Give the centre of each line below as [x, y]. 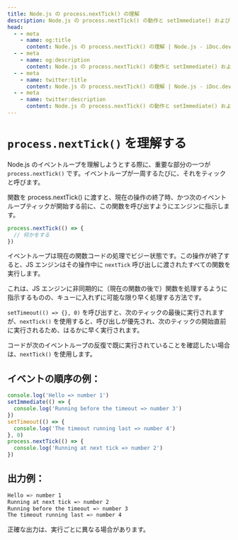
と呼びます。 [26, 182]
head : [15, 27]
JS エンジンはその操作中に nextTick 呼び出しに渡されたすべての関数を [128, 265]
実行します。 [26, 274]
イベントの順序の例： [54, 379]
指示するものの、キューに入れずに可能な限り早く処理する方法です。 [106, 298]
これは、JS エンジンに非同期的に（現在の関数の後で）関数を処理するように [118, 288]
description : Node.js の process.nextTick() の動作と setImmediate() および [119, 21]
